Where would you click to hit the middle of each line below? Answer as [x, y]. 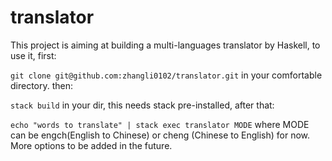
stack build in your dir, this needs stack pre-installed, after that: [142, 105]
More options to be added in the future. [91, 145]
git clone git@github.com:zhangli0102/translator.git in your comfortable [166, 75]
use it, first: [33, 55]
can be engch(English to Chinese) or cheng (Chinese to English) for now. [160, 135]
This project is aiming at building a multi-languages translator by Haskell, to [165, 45]
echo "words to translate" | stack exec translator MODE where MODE [160, 124]
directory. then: [42, 85]
